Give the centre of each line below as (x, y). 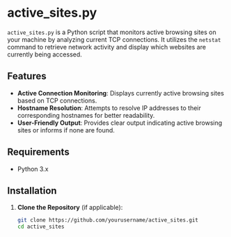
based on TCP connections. (57, 100)
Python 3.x (33, 169)
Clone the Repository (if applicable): (70, 208)
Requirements (38, 152)
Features (27, 76)
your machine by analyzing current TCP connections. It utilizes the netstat (114, 39)
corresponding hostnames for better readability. (86, 115)
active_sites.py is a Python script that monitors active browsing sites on (112, 32)
